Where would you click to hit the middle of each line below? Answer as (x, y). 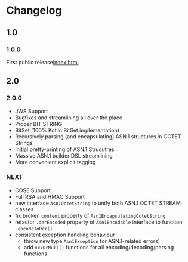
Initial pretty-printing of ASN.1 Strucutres (64, 149)
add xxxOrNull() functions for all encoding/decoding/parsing (99, 247)
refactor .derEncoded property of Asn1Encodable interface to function (98, 222)
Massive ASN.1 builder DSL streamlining (64, 155)
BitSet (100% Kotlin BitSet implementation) (67, 130)
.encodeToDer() (34, 229)
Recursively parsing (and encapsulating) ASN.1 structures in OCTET (98, 136)
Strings (24, 143)
